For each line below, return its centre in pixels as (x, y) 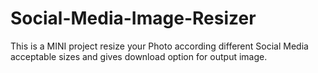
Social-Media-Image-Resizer (133, 18)
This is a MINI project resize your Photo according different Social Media (159, 46)
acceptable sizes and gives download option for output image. (139, 56)
